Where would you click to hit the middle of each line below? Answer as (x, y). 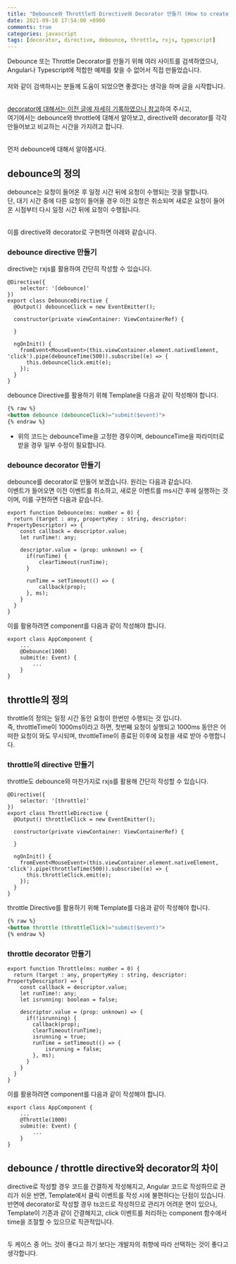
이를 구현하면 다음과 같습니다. (63, 500)
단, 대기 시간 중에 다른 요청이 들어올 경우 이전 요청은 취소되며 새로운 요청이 (110, 200)
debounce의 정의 (44, 174)
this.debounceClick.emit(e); (69, 363)
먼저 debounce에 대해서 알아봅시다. (57, 149)
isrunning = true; (60, 1037)
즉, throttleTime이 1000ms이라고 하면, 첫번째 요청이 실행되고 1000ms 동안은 (113, 727)
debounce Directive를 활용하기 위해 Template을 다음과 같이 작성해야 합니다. (113, 395)
